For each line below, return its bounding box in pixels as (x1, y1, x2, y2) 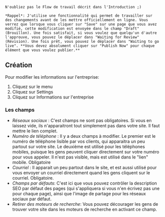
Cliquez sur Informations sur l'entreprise (12, 94, 94, 100)
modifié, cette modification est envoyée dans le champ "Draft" (5, 26, 139, 31)
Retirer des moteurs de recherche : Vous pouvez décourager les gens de (12, 201, 159, 207)
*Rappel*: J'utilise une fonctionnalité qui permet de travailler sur (5, 13, 153, 18)
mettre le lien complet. (12, 128, 58, 134)
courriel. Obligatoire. (12, 175, 54, 181)
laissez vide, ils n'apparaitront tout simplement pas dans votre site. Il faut (12, 123, 160, 129)
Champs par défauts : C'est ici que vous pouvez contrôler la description (12, 180, 157, 186)
